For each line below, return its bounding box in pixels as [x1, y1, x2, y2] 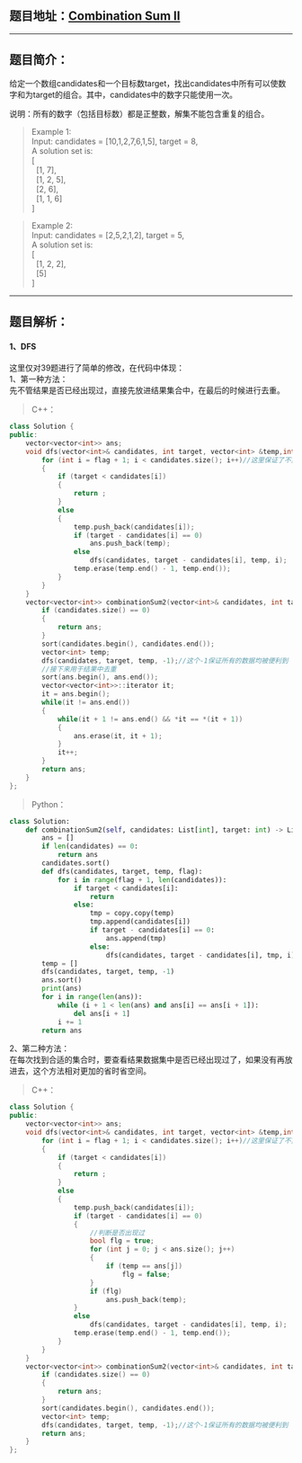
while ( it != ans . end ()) [41, 698, 130, 708]
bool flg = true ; [89, 1236, 155, 1245]
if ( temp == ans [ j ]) [105, 1262, 182, 1271]
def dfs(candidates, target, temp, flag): [41, 867, 203, 876]
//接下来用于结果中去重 [41, 665, 117, 674]
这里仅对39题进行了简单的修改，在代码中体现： [9, 362, 185, 373]
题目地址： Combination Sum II [9, 8, 181, 24]
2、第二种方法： [9, 1043, 70, 1054]
